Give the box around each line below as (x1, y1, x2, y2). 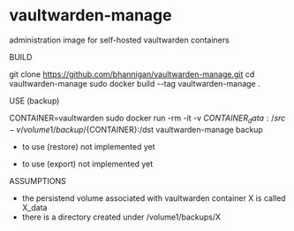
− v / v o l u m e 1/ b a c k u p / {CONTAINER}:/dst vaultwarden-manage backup (9, 124, 263, 135)
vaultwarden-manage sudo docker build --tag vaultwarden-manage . (9, 78, 260, 89)
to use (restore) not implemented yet (21, 141, 156, 151)
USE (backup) (9, 95, 60, 106)
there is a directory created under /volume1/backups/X (21, 212, 222, 222)
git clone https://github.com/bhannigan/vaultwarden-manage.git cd (9, 68, 255, 80)
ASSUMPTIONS (9, 175, 66, 186)
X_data (21, 202, 48, 212)
